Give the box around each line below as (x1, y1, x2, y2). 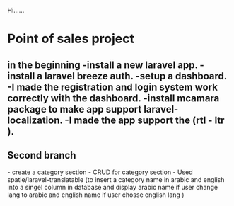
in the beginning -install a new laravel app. (7, 59, 198, 71)
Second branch (7, 149, 76, 161)
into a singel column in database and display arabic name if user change (7, 183, 218, 192)
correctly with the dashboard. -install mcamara (7, 92, 220, 104)
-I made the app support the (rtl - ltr (64, 114, 225, 126)
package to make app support (7, 103, 142, 115)
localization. (7, 114, 63, 126)
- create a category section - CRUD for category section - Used (7, 168, 193, 176)
